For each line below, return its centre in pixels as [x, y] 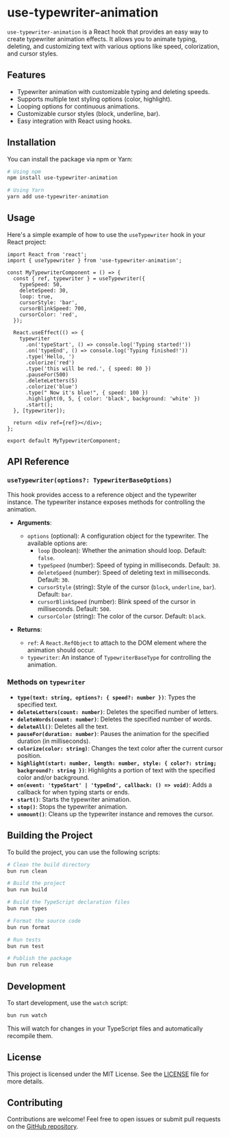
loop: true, [36, 297]
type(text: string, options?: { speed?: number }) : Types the [106, 697]
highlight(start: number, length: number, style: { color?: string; [117, 763]
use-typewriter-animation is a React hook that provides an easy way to [108, 32]
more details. [26, 1081]
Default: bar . [55, 594]
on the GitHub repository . [43, 1127]
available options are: [57, 543]
